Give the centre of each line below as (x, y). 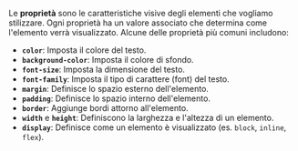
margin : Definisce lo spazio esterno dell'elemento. (115, 89)
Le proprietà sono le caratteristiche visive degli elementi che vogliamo (141, 13)
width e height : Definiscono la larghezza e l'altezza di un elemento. (148, 118)
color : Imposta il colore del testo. (84, 50)
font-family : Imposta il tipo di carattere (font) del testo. (125, 79)
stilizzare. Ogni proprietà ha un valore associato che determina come (138, 23)
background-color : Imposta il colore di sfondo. (108, 60)
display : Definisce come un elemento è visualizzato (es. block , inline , (154, 127)
